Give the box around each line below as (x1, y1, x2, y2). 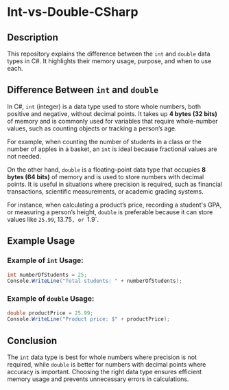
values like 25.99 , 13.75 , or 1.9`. (7, 215, 99, 223)
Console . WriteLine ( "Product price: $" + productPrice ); (7, 316, 170, 323)
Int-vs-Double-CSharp (7, 4, 138, 20)
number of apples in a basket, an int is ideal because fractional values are (7, 145, 217, 153)
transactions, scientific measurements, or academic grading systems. (7, 187, 204, 196)
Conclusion (7, 334, 58, 347)
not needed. (7, 152, 42, 160)
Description (7, 32, 58, 43)
